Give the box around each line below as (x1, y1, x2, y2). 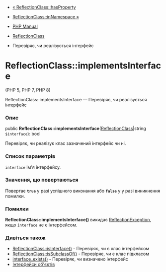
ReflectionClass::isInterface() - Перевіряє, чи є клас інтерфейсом (12, 246, 150, 252)
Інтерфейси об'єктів (12, 262, 55, 268)
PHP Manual (12, 23, 38, 29)
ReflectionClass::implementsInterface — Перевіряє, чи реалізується (5, 96, 147, 102)
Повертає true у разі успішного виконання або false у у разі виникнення (5, 188, 161, 194)
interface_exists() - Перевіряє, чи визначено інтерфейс (12, 256, 128, 262)
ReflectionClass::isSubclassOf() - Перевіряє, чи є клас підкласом (12, 251, 149, 257)
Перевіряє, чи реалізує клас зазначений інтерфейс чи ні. (5, 140, 126, 146)
